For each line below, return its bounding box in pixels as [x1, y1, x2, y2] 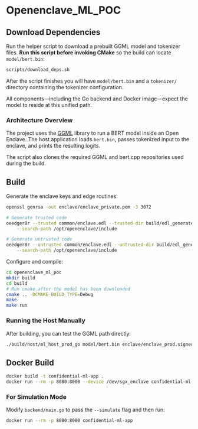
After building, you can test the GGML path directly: [6, 330, 131, 337]
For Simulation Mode [6, 392, 67, 401]
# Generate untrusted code [6, 236, 72, 242]
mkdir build [6, 275, 35, 281]
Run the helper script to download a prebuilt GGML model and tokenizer [6, 43, 181, 50]
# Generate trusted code [6, 214, 67, 220]
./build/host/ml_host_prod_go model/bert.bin [6, 341, 120, 347]
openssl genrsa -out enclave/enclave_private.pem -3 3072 [6, 204, 151, 210]
